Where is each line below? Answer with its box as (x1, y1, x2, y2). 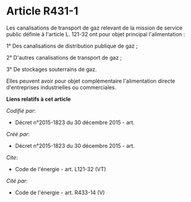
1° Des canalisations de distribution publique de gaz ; (6, 42, 138, 49)
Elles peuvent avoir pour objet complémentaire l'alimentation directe (6, 77, 176, 84)
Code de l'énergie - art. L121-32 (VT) (14, 165, 107, 172)
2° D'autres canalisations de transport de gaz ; (6, 54, 122, 61)
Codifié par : (6, 107, 36, 114)
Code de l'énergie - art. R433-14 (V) (14, 189, 105, 196)
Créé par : (6, 130, 30, 137)
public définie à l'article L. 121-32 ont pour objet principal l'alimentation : (6, 30, 186, 37)
